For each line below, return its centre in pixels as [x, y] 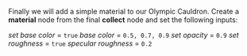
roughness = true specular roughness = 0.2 [80, 43]
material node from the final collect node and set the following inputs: [123, 20]
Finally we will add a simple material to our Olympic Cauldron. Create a [124, 11]
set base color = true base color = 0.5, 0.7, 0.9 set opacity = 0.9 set [124, 35]
